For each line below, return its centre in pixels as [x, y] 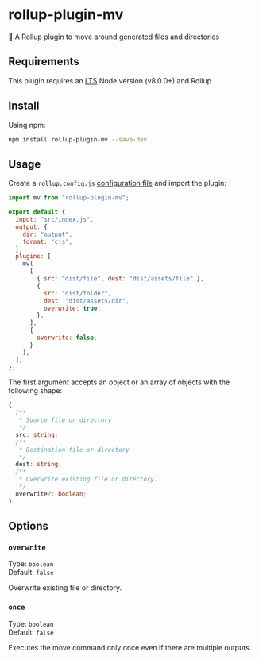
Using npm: [27, 125]
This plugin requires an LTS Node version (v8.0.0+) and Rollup [110, 80]
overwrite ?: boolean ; [51, 494]
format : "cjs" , [48, 241]
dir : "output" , [48, 234]
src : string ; [37, 434]
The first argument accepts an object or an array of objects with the [119, 382]
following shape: [35, 391]
